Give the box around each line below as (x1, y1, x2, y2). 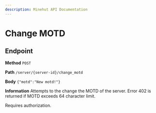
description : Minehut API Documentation (5, 7, 88, 12)
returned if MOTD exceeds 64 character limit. (5, 93, 96, 99)
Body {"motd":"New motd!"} (5, 78, 61, 85)
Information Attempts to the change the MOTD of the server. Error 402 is (5, 88, 151, 94)
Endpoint (5, 47, 33, 56)
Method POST (5, 60, 31, 66)
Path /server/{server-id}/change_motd (5, 69, 83, 75)
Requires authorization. (5, 102, 52, 108)
